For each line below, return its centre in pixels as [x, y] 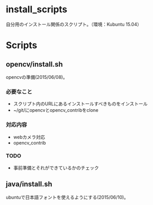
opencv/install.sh [34, 64]
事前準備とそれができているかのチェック [56, 168]
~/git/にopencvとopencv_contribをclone [56, 110]
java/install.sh [29, 184]
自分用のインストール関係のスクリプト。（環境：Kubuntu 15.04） [74, 24]
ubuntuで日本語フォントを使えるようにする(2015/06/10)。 [67, 197]
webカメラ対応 [29, 137]
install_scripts [37, 9]
